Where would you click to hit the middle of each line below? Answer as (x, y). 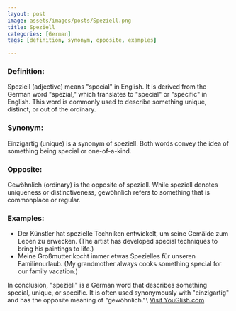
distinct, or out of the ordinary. (52, 109)
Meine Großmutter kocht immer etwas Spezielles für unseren (107, 256)
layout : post (27, 14)
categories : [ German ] (39, 34)
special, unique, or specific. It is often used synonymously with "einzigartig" (118, 293)
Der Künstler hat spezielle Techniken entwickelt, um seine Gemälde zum (123, 234)
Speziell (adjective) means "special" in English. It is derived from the (107, 87)
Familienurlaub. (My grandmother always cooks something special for (119, 264)
